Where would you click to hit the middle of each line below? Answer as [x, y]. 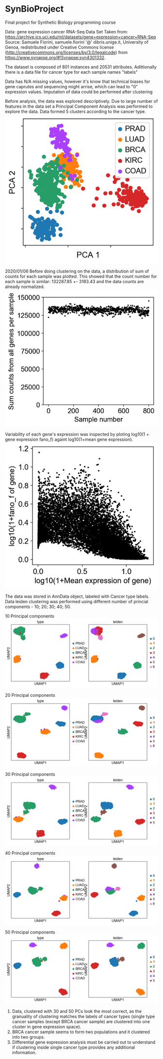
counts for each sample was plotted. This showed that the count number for [81, 276]
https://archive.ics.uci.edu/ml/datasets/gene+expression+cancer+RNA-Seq [81, 37]
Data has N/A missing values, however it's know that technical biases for [78, 81]
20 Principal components [30, 695]
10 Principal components [30, 616]
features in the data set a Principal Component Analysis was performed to [79, 106]
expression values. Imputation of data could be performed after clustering [79, 92]
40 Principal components [30, 853]
